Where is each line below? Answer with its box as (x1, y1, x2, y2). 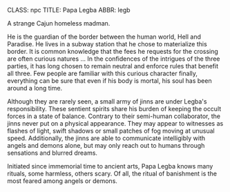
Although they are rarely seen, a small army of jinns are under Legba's (7, 97, 207, 106)
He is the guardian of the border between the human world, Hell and (7, 32, 202, 41)
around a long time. (7, 84, 63, 92)
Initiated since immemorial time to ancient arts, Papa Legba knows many (7, 162, 213, 170)
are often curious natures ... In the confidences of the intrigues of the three (7, 55, 220, 63)
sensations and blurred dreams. (7, 148, 98, 157)
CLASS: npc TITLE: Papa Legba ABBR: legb (7, 6, 131, 14)
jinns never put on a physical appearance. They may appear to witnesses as (7, 119, 224, 127)
